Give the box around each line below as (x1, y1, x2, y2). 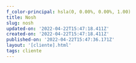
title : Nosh (6, 14, 36, 20)
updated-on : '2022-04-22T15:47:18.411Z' (6, 25, 110, 32)
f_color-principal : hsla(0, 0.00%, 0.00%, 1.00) (6, 8, 131, 15)
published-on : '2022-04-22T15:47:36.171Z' (6, 37, 115, 43)
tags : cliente (6, 48, 42, 54)
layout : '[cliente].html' (6, 43, 71, 49)
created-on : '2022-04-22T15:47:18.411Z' (6, 31, 110, 37)
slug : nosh (6, 20, 34, 26)
